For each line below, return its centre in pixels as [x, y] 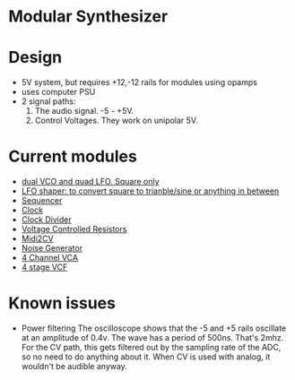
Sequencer [42, 201]
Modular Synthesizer [88, 17]
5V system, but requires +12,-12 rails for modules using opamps [139, 82]
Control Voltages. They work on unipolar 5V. [116, 121]
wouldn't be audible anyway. [74, 366]
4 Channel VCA [49, 258]
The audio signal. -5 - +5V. [84, 111]
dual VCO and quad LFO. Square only [90, 182]
